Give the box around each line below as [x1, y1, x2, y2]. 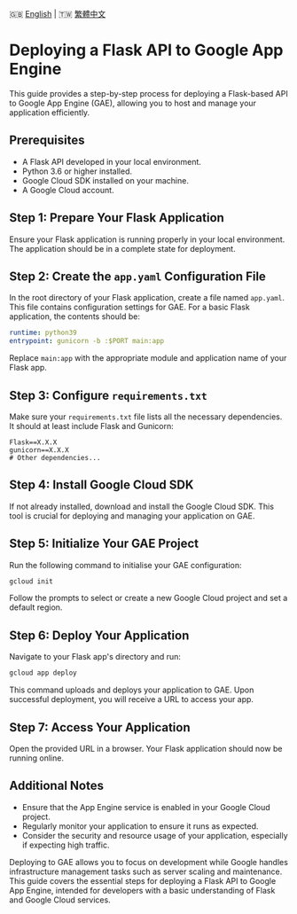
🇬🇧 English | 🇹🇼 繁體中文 [9, 9, 106, 19]
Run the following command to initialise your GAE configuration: [9, 559, 242, 570]
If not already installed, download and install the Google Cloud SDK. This [9, 501, 275, 512]
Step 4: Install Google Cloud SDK [9, 478, 194, 493]
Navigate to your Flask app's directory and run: [9, 652, 182, 662]
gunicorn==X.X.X [9, 445, 69, 455]
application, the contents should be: [9, 311, 140, 322]
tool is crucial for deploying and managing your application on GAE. [9, 510, 255, 521]
